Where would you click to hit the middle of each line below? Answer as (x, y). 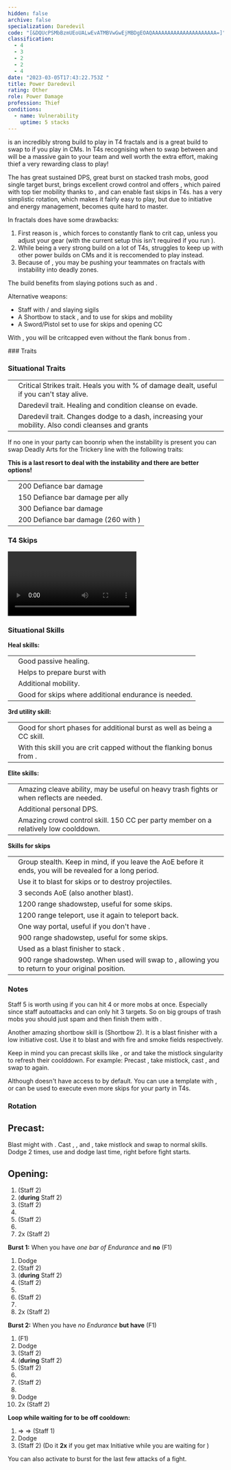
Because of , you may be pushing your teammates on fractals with (111, 262)
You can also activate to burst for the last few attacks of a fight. (97, 1459)
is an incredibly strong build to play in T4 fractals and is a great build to (108, 142)
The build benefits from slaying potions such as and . (83, 283)
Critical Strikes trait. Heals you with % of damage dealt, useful (118, 385)
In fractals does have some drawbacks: (63, 219)
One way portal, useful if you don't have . (84, 927)
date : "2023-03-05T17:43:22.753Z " (59, 77)
